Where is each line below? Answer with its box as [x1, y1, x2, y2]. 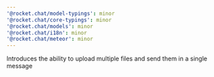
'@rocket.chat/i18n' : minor [6, 29, 88, 36]
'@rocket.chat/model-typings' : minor [6, 10, 115, 17]
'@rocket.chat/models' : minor [6, 23, 94, 30]
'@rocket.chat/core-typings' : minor [6, 16, 112, 23]
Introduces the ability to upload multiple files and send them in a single [6, 54, 208, 63]
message [6, 62, 32, 70]
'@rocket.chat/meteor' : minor [6, 36, 94, 43]
